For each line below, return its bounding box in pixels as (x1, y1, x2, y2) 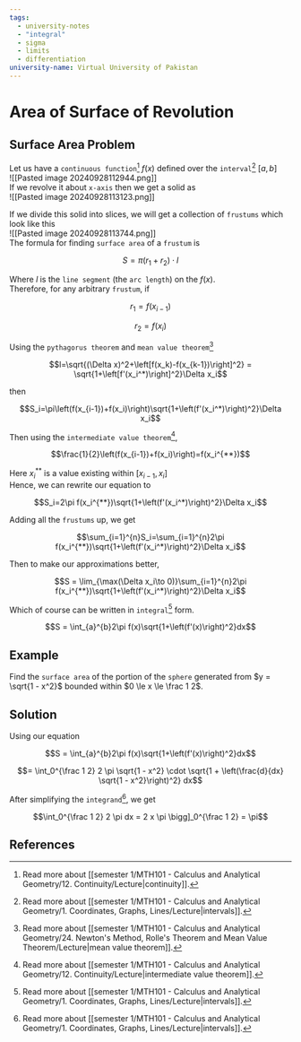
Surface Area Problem (9, 137, 136, 152)
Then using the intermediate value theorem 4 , (9, 430, 178, 442)
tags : (9, 13, 30, 22)
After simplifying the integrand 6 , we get (9, 792, 157, 804)
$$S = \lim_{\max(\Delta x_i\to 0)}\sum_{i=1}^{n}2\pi (54, 576, 247, 586)
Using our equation (9, 730, 81, 741)
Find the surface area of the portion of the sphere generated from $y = (9, 672, 271, 682)
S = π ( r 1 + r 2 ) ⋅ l (122, 255, 179, 267)
